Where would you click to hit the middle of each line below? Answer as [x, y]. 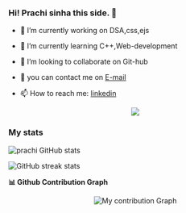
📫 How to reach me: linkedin [68, 94]
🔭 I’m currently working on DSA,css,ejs [85, 31]
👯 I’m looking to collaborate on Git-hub [84, 62]
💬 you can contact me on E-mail [73, 77]
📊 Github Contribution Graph [58, 182]
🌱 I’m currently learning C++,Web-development [99, 46]
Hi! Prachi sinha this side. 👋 [62, 13]
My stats [26, 132]
